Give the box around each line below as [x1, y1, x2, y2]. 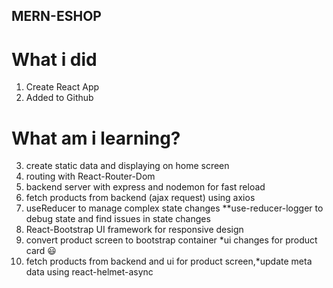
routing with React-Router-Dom [25, 170, 156, 183]
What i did [11, 48, 98, 71]
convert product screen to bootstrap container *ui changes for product [25, 234, 318, 246]
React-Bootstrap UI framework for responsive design [25, 224, 244, 236]
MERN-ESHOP [11, 8, 102, 25]
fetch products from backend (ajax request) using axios [25, 192, 256, 204]
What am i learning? [11, 127, 181, 149]
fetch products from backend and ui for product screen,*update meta [25, 255, 313, 268]
